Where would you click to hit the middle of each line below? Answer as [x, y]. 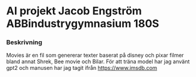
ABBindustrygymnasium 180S [83, 24]
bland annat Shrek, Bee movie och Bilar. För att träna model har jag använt [98, 61]
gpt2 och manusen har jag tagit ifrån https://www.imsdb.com [82, 68]
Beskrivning [24, 42]
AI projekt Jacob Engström [74, 11]
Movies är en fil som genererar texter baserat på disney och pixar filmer [95, 56]
